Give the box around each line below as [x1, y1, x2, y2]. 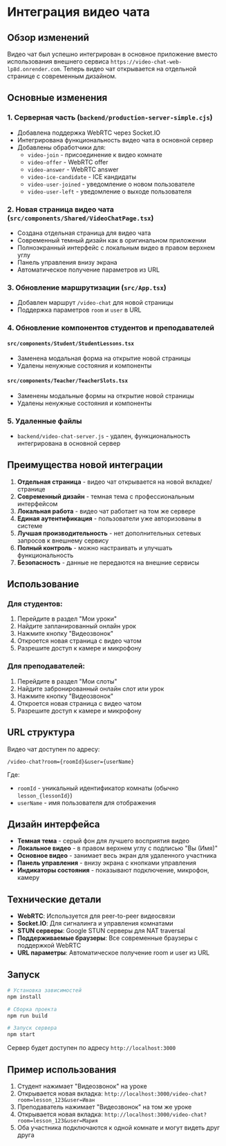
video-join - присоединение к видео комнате [27, 150, 162, 159]
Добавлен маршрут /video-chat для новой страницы [17, 299, 174, 307]
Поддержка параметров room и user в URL [17, 306, 142, 314]
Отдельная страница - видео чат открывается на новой [17, 478, 185, 486]
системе [17, 521, 43, 529]
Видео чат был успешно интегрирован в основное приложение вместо [7, 50, 218, 58]
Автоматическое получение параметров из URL [17, 265, 160, 274]
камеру [17, 874, 40, 882]
